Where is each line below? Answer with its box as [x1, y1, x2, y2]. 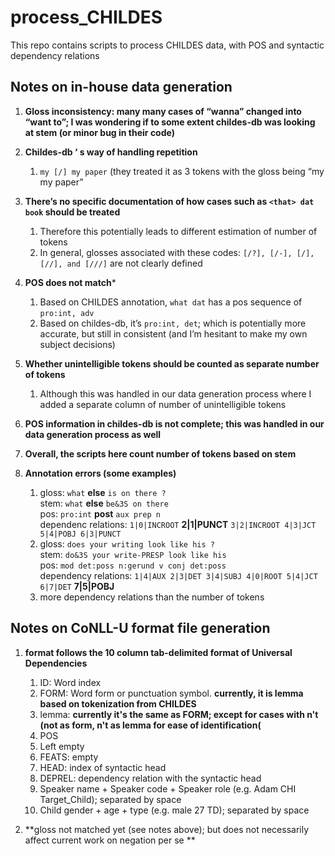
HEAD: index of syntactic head [39, 761, 167, 773]
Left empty [39, 740, 85, 752]
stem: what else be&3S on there [39, 497, 169, 509]
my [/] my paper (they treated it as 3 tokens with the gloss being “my [39, 165, 325, 177]
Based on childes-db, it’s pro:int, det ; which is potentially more [39, 317, 307, 329]
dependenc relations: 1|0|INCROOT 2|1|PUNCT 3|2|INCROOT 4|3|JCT [39, 518, 317, 530]
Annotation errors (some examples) [24, 467, 177, 479]
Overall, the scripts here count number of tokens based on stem [24, 447, 297, 460]
